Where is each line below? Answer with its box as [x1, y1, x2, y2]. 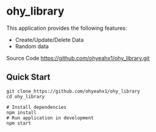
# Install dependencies [6, 104, 67, 110]
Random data [15, 43, 49, 50]
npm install [6, 109, 37, 116]
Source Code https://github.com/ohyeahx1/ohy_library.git [6, 54, 150, 61]
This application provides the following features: [6, 24, 127, 32]
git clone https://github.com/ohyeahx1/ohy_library [6, 88, 140, 94]
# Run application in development [6, 114, 94, 121]
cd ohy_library [6, 93, 45, 100]
